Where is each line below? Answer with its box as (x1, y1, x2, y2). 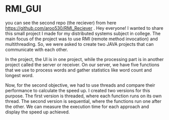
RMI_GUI (5, 3, 42, 15)
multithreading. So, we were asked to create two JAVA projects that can (5, 41, 154, 47)
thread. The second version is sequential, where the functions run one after (5, 98, 162, 104)
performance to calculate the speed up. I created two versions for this (5, 87, 150, 93)
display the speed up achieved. (5, 109, 70, 115)
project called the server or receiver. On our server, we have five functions (5, 62, 159, 68)
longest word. (5, 72, 34, 78)
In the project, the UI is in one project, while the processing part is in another (5, 56, 164, 62)
